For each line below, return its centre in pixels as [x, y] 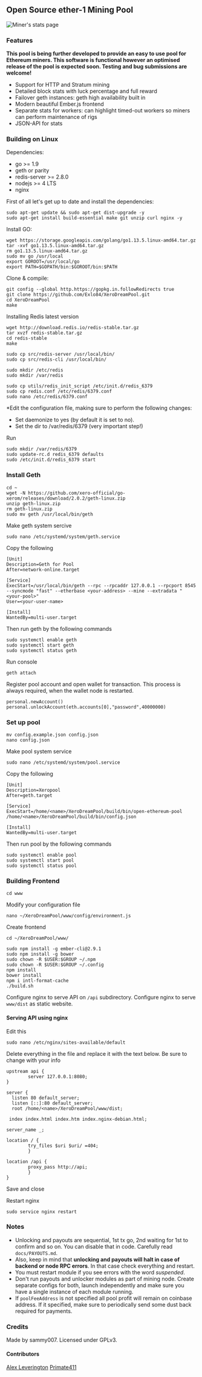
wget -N [16, 493]
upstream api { [25, 1071]
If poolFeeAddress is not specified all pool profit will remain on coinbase [103, 1298]
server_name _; [25, 1130]
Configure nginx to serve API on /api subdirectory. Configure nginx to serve [101, 998]
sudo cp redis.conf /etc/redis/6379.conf [59, 392]
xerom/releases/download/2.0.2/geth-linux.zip [66, 498]
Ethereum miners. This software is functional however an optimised [93, 60]
